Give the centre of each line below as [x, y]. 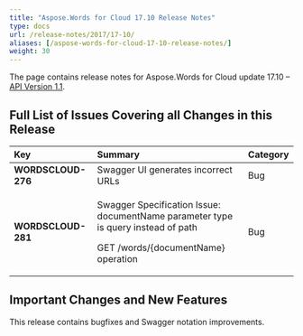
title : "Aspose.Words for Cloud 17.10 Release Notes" [113, 18]
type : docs [30, 26]
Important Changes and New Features [119, 300]
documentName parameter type [165, 216]
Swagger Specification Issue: [159, 204]
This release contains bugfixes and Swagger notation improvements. [137, 322]
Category [268, 154]
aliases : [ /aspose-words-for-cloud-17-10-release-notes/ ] [120, 43]
